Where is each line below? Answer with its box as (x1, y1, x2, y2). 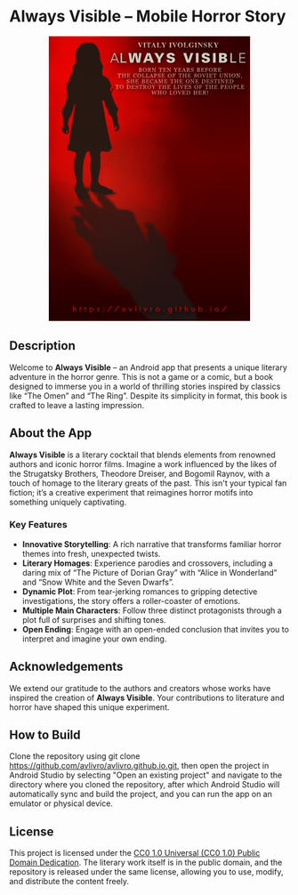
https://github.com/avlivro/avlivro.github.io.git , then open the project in (9, 761, 270, 771)
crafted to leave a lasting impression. (9, 399, 145, 410)
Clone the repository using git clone (9, 751, 141, 762)
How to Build (9, 728, 82, 743)
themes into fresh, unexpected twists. (21, 548, 161, 559)
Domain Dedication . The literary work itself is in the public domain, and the (9, 857, 283, 868)
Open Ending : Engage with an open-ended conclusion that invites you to (21, 624, 289, 634)
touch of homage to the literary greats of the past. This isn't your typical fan (9, 478, 287, 488)
